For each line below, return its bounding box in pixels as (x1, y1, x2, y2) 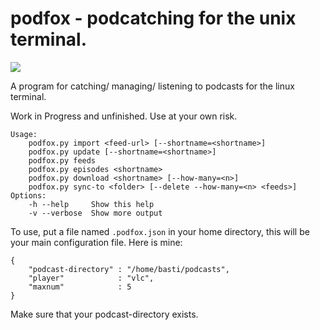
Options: (10, 190, 47, 201)
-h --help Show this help (28, 199, 155, 209)
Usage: (10, 129, 38, 139)
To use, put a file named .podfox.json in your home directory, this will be (10, 225, 310, 237)
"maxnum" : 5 (28, 282, 132, 292)
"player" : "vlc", (28, 273, 155, 283)
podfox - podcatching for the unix (10, 7, 297, 30)
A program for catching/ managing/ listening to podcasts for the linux (10, 80, 295, 92)
